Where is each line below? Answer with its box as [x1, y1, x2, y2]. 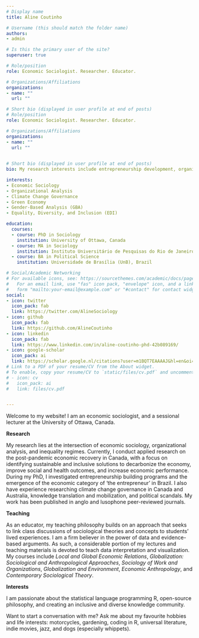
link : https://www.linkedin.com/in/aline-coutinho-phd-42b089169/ [11, 342, 179, 347]
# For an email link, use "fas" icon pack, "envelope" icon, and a [6, 281, 182, 287]
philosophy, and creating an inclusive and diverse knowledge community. [6, 601, 185, 608]
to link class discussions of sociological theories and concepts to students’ [6, 528, 189, 535]
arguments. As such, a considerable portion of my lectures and [23, 540, 176, 547]
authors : [6, 30, 28, 36]
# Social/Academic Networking [6, 270, 81, 276]
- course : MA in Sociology [11, 243, 78, 249]
